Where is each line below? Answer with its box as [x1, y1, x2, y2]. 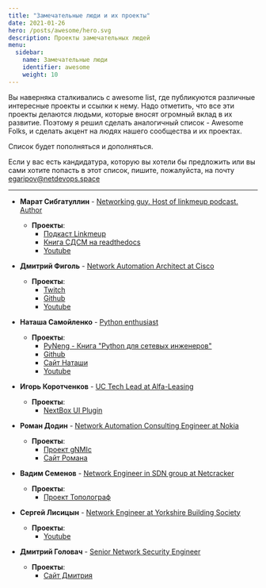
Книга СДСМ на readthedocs [43, 237, 141, 247]
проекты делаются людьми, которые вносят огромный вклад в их [8, 109, 233, 119]
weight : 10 [22, 71, 59, 79]
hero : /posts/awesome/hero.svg [8, 26, 112, 34]
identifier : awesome [22, 63, 90, 71]
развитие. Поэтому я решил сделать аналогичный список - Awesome [8, 117, 244, 127]
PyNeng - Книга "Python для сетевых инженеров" [43, 340, 212, 350]
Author [19, 205, 43, 214]
